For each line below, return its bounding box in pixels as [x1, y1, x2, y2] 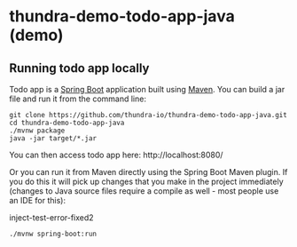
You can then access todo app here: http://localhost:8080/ [9, 149, 223, 160]
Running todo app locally [9, 60, 150, 76]
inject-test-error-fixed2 [9, 212, 95, 223]
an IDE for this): [9, 195, 66, 205]
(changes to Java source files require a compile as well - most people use [9, 186, 279, 196]
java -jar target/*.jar [9, 134, 98, 143]
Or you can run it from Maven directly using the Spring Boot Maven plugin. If [9, 167, 288, 177]
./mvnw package [9, 126, 66, 135]
